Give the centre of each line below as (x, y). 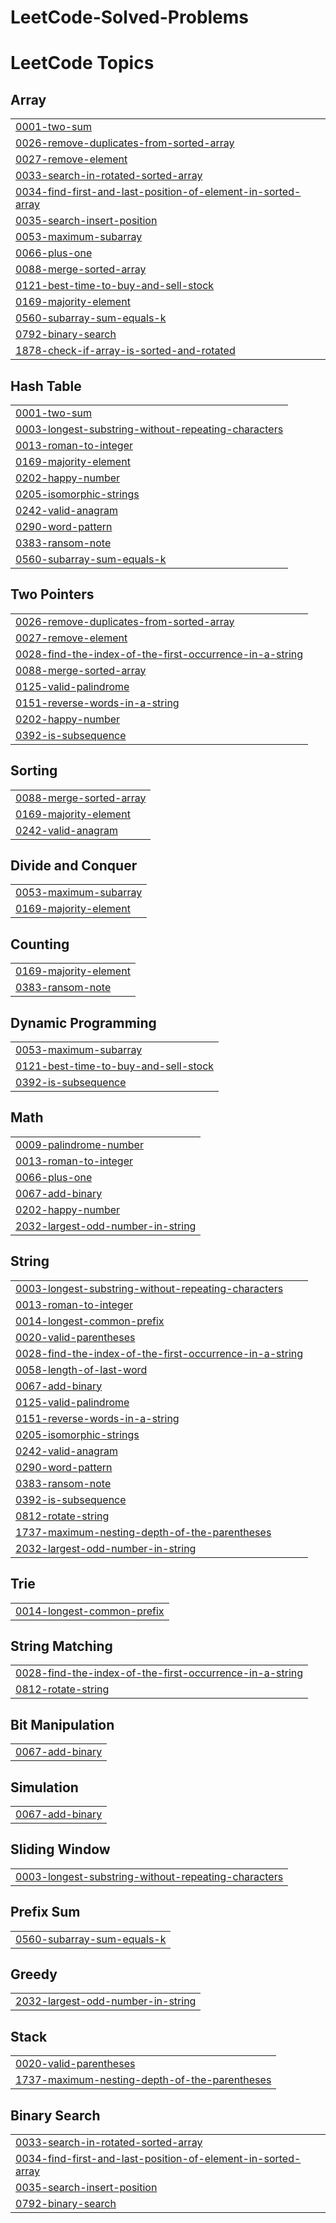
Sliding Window (60, 1849)
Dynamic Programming (83, 1022)
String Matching (61, 1646)
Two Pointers (52, 594)
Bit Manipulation (62, 1724)
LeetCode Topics (82, 63)
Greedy (34, 1974)
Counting (40, 944)
